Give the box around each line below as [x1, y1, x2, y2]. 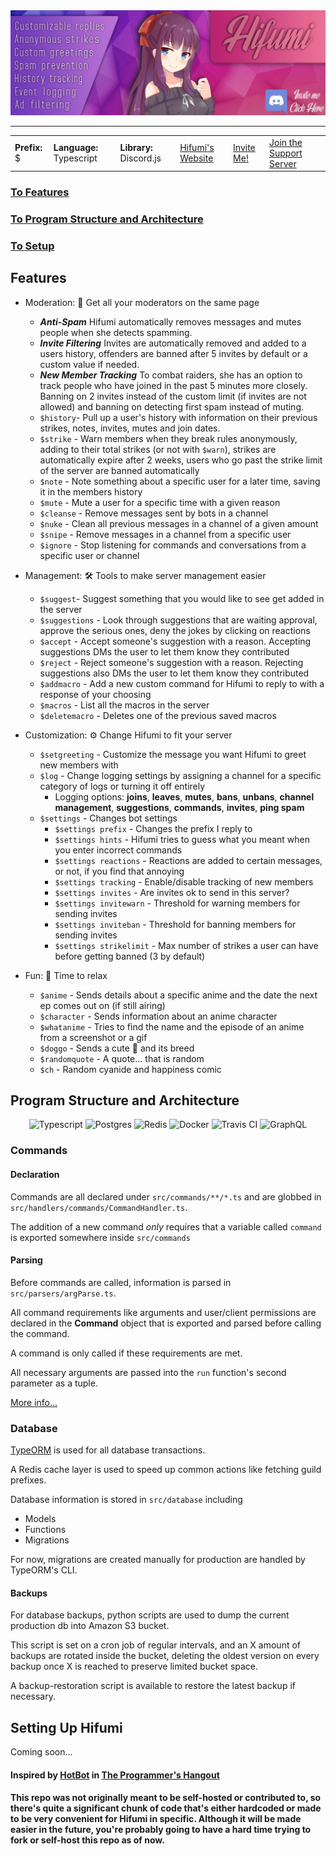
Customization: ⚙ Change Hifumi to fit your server [24, 729, 233, 741]
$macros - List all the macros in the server [39, 699, 210, 711]
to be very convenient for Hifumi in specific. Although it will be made [10, 1813, 302, 1825]
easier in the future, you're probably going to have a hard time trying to [10, 1824, 312, 1836]
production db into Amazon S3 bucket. [10, 1620, 170, 1632]
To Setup [10, 239, 55, 253]
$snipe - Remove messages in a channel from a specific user [39, 528, 292, 540]
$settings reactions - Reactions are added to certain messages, [54, 854, 323, 866]
